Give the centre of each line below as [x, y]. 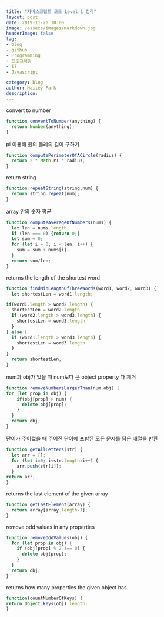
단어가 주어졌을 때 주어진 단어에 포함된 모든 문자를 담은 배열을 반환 [82, 438]
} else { [17, 332]
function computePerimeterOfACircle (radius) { [64, 155]
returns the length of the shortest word [53, 277]
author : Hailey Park [31, 88]
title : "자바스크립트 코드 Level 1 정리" [51, 12]
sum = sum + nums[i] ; [43, 250]
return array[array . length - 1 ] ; [50, 510]
